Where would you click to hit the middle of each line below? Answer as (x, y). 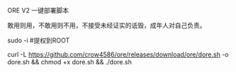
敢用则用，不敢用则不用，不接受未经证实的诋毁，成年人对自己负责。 (107, 25)
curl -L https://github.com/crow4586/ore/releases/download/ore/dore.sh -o (118, 54)
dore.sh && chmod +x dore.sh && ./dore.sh (70, 62)
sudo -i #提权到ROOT (39, 40)
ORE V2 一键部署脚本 (38, 10)
